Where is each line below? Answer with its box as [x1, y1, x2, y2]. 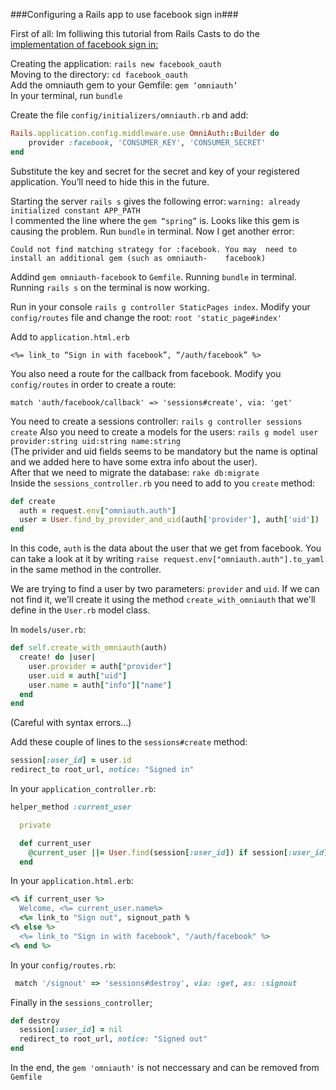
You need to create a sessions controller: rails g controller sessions [10, 415, 303, 427]
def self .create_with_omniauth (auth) [10, 643, 168, 653]
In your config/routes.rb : [10, 959, 117, 971]
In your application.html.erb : [10, 875, 134, 887]
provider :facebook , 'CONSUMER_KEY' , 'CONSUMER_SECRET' [28, 137, 267, 148]
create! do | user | [19, 652, 97, 662]
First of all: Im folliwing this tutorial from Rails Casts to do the [10, 28, 260, 39]
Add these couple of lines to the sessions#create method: [10, 736, 248, 748]
